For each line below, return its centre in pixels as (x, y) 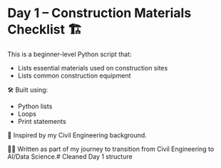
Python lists (35, 106)
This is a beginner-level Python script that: (70, 54)
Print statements (42, 121)
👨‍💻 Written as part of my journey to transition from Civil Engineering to (111, 149)
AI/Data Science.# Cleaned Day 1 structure (70, 156)
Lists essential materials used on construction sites (93, 68)
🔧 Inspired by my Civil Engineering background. (77, 135)
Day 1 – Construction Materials (99, 13)
